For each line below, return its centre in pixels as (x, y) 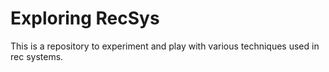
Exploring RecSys (85, 18)
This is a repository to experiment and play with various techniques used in (165, 46)
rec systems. (37, 56)
